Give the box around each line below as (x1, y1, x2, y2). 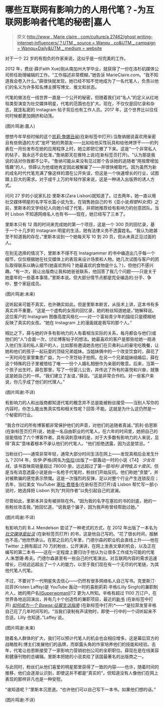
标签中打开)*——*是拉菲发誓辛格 (90, 602, 157, 608)
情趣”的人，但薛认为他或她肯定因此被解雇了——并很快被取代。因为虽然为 (5, 164, 153, 170)
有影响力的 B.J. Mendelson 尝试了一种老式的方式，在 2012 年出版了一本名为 (5, 524, 158, 530)
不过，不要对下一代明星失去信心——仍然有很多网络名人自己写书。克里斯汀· (5, 578, 156, 583)
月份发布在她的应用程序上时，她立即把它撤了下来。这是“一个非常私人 (18, 146, 157, 151)
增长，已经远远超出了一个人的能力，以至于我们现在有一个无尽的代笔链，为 (5, 561, 155, 567)
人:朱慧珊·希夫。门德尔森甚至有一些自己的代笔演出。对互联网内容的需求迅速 (5, 555, 158, 561)
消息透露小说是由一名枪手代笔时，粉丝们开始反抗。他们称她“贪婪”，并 (18, 469, 159, 475)
